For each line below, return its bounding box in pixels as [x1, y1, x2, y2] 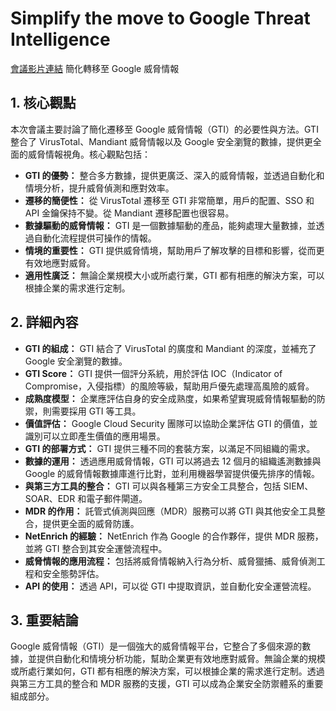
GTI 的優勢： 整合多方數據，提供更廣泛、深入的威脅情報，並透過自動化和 [24, 169, 325, 181]
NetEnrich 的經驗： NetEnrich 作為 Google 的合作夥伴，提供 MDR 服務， [24, 530, 324, 542]
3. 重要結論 [10, 612, 79, 629]
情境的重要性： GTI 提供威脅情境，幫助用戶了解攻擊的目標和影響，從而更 [24, 244, 325, 256]
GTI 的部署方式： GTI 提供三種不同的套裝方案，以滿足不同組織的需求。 [24, 442, 316, 454]
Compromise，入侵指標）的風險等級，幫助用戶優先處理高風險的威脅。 [24, 380, 315, 392]
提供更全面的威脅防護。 [42, 517, 140, 529]
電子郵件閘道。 [86, 492, 148, 504]
